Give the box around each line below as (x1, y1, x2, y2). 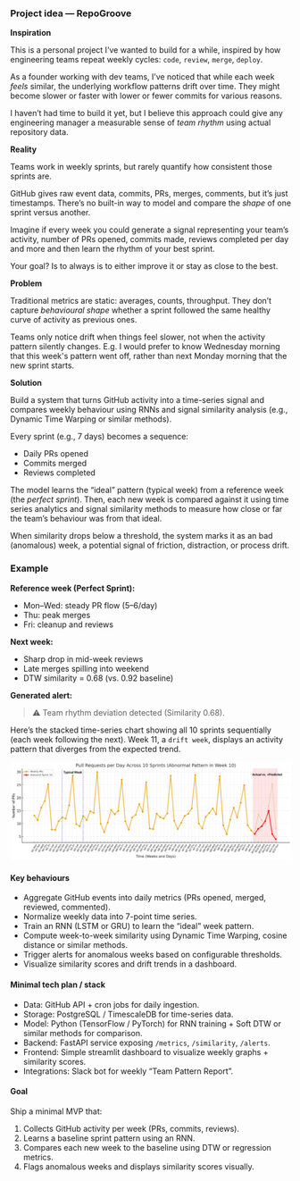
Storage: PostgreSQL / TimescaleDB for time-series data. (22, 1009, 234, 1019)
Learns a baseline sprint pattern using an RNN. (22, 1133, 196, 1143)
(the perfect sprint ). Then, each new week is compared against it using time (10, 494, 289, 505)
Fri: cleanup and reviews (22, 619, 114, 630)
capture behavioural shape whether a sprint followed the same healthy (10, 305, 271, 315)
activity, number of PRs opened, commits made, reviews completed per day (10, 234, 289, 245)
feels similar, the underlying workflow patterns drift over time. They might (10, 81, 280, 92)
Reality (10, 144, 37, 155)
